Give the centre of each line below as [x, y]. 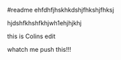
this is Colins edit [31, 36]
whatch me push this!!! [39, 49]
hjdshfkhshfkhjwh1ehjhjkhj [44, 23]
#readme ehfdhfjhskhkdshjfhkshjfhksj [61, 10]
